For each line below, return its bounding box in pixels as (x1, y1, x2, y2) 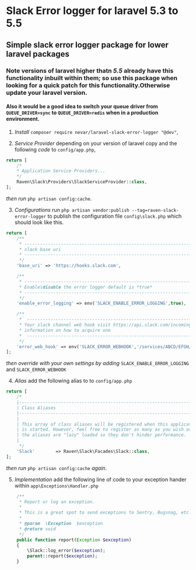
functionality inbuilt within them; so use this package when (6, 74, 178, 82)
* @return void (19, 526, 57, 532)
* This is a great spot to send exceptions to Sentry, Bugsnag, (19, 510, 179, 516)
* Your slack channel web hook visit (19, 322, 111, 328)
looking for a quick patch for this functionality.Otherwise (6, 81, 170, 89)
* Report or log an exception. (19, 499, 95, 504)
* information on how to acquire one (19, 327, 111, 333)
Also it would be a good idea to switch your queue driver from (6, 103, 159, 110)
